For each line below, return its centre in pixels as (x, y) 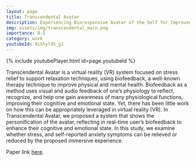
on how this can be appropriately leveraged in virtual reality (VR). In (87, 109)
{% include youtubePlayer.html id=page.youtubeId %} (71, 61)
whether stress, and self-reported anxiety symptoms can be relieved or (92, 134)
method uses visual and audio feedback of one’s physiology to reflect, (90, 91)
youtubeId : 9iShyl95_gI (35, 44)
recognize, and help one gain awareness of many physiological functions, (94, 97)
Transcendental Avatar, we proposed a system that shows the (80, 115)
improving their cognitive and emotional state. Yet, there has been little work (98, 103)
